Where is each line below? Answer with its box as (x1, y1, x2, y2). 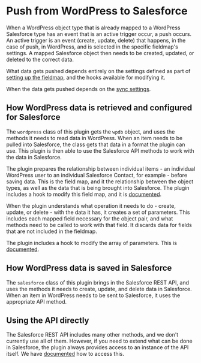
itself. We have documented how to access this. (6, 350, 125, 358)
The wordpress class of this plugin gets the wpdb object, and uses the (6, 128, 175, 135)
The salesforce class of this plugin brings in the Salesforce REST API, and (6, 279, 189, 286)
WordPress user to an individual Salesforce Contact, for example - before (6, 171, 188, 179)
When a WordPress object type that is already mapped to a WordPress (6, 24, 181, 31)
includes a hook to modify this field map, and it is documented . (6, 190, 162, 198)
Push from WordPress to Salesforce (6, 4, 188, 18)
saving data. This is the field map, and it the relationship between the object (6, 178, 194, 185)
